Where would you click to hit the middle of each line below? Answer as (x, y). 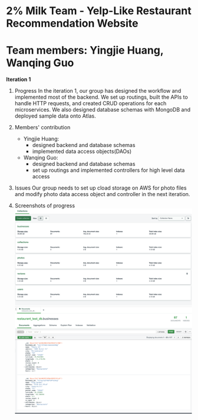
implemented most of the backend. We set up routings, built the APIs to (101, 97)
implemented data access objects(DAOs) (82, 151)
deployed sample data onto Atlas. (55, 116)
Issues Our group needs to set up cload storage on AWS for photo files (100, 188)
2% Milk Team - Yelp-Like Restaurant (99, 11)
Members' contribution (42, 128)
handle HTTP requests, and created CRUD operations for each (90, 103)
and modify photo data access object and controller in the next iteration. (102, 194)
